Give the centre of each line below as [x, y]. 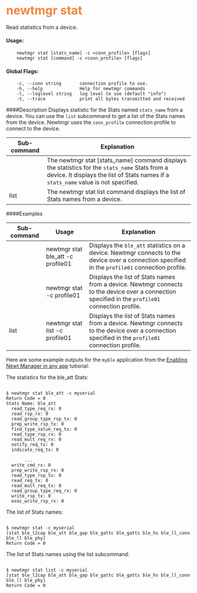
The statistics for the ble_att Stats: [47, 378]
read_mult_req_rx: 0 [36, 440]
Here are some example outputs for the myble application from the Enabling [97, 360]
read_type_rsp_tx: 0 [36, 476]
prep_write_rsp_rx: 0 [38, 470]
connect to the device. [33, 129]
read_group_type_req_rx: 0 [44, 491]
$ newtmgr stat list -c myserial [47, 570]
